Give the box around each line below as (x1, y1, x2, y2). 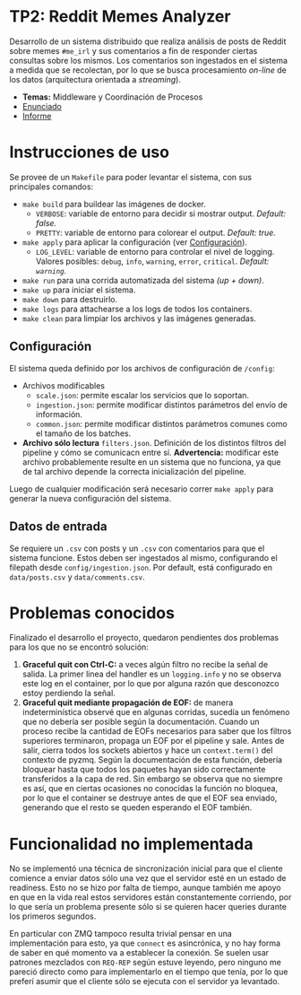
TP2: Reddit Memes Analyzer (9, 6, 231, 27)
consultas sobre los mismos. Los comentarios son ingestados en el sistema (9, 55, 288, 65)
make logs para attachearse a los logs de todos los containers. (21, 303, 253, 314)
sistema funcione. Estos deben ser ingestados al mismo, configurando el (9, 552, 278, 563)
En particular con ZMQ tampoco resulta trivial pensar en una (9, 929, 233, 939)
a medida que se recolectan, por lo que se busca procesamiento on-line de (9, 65, 287, 75)
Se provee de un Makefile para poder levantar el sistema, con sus (9, 171, 253, 182)
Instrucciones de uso (9, 142, 170, 162)
